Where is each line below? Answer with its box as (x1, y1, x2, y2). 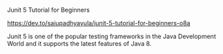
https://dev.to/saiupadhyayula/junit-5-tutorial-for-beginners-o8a (7, 19, 191, 27)
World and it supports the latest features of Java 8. (7, 40, 152, 47)
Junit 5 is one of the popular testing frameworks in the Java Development (7, 32, 216, 40)
